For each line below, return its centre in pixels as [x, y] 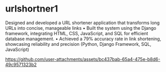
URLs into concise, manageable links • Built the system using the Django [81, 28]
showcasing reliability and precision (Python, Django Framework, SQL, [78, 44]
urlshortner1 [32, 9]
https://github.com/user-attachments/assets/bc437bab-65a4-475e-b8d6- [83, 59]
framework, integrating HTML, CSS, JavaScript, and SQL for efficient [77, 33]
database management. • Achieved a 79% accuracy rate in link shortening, [83, 39]
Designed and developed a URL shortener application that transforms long [82, 23]
